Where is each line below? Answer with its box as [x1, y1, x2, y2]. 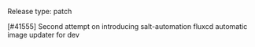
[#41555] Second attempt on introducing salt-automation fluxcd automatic [7, 22, 248, 31]
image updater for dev [7, 31, 80, 39]
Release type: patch [7, 7, 72, 16]
